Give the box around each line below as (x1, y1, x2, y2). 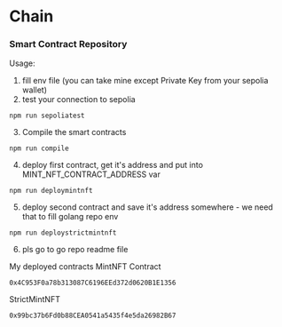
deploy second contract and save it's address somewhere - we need (21, 202, 273, 212)
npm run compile (9, 144, 69, 153)
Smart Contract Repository (9, 38, 128, 51)
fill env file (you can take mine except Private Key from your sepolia (21, 76, 269, 86)
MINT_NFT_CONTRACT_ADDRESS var (21, 169, 161, 179)
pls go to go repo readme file (21, 244, 129, 255)
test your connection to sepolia (21, 94, 136, 105)
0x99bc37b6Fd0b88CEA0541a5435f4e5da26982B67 (9, 311, 176, 321)
